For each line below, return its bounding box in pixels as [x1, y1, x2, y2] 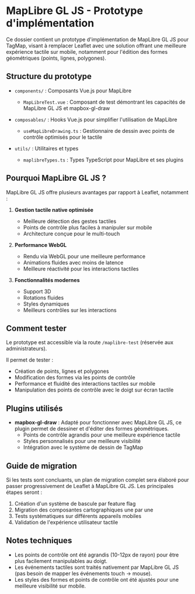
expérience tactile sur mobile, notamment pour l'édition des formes [6, 48, 168, 55]
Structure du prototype [6, 71, 92, 81]
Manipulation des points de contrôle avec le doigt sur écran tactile [14, 386, 174, 393]
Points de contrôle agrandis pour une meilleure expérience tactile [23, 431, 181, 438]
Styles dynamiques [23, 300, 69, 307]
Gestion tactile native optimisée [14, 206, 93, 213]
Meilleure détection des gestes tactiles [23, 218, 117, 225]
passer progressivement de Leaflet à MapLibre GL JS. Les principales [6, 483, 174, 489]
